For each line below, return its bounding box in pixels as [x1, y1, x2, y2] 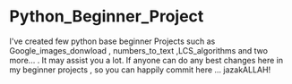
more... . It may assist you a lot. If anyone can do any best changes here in [9, 55, 284, 65]
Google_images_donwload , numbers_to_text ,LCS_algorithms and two [9, 45, 269, 55]
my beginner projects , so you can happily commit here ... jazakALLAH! [9, 64, 271, 75]
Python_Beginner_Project [9, 6, 204, 27]
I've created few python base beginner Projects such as [9, 36, 216, 46]
